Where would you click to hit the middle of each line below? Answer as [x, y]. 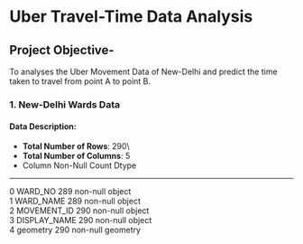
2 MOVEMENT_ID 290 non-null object [79, 211]
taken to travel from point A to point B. [80, 81]
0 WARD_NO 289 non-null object [70, 192]
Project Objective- [62, 50]
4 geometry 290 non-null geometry [75, 230]
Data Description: [43, 126]
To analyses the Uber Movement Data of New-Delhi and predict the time [143, 71]
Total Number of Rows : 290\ [76, 146]
